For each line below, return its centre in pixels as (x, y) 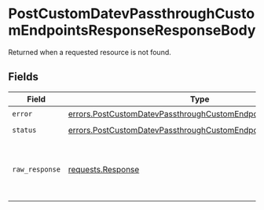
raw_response (37, 169)
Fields (24, 77)
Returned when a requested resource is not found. (90, 52)
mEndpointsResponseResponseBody (132, 30)
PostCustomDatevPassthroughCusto (132, 14)
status (24, 130)
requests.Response (104, 169)
